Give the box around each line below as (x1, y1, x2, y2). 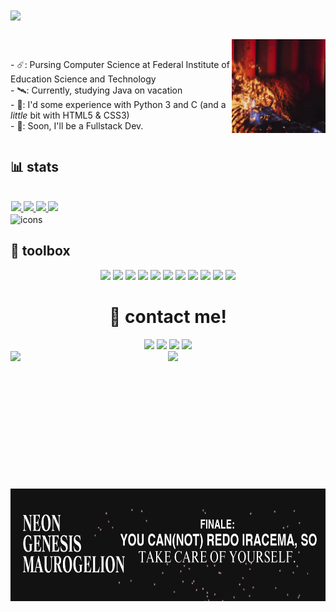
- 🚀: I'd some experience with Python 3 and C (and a (10, 98, 227, 110)
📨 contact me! (109, 306, 227, 328)
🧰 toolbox (10, 243, 71, 260)
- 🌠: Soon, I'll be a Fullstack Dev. (10, 119, 144, 132)
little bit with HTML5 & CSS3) (10, 109, 130, 121)
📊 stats (10, 158, 60, 175)
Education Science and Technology (10, 73, 157, 85)
